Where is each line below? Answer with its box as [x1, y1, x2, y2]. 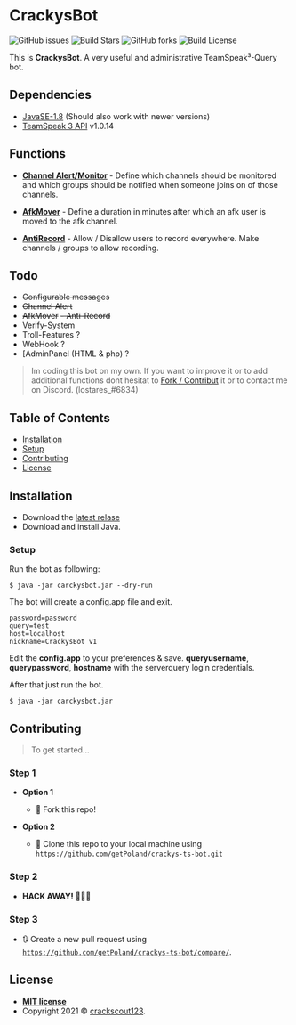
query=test [9, 622, 50, 630]
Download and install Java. [21, 522, 122, 532]
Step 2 [9, 870, 38, 883]
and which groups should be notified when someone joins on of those [21, 179, 278, 190]
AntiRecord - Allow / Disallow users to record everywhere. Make [21, 232, 260, 243]
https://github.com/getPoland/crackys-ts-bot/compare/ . [21, 947, 233, 957]
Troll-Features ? [21, 329, 81, 340]
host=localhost [9, 630, 66, 639]
